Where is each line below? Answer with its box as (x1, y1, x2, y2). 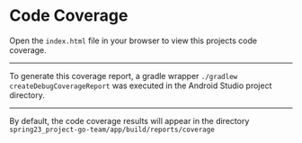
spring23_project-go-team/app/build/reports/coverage (9, 125, 216, 134)
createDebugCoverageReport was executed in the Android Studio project (9, 80, 272, 91)
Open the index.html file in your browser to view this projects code (9, 35, 258, 46)
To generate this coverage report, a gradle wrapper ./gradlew (9, 70, 238, 81)
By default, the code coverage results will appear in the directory (9, 115, 250, 126)
